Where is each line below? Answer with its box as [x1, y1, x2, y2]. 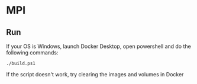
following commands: [6, 49, 59, 56]
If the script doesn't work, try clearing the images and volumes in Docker [6, 71, 184, 77]
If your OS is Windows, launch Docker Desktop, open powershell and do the [6, 43, 191, 50]
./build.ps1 [6, 60, 35, 66]
